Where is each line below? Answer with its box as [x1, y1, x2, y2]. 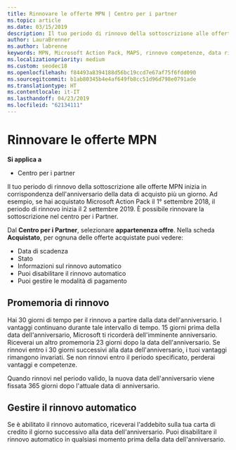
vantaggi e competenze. [7, 360, 78, 369]
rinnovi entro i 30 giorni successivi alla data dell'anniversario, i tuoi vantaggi [7, 345, 227, 354]
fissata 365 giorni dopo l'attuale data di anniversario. [7, 381, 160, 390]
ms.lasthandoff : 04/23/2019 [7, 95, 90, 102]
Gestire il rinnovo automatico [7, 402, 137, 414]
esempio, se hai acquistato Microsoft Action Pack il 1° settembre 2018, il [7, 197, 216, 206]
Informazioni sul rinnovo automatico [17, 261, 122, 270]
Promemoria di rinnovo [7, 297, 110, 309]
